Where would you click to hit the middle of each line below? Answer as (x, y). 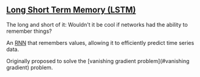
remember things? (29, 31)
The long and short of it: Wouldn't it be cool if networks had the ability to (97, 24)
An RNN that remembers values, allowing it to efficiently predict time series (100, 42)
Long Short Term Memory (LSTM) (71, 10)
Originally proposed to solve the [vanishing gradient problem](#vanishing (98, 61)
